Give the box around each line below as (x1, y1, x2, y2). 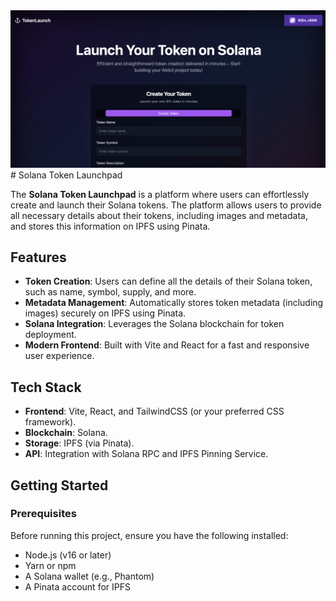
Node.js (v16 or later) (24, 549, 112, 561)
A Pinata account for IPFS (24, 580, 131, 593)
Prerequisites (10, 507, 77, 521)
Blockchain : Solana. (24, 427, 108, 439)
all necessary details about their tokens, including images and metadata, (10, 209, 308, 221)
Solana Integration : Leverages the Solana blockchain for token (24, 318, 285, 330)
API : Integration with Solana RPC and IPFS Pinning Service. (24, 448, 269, 460)
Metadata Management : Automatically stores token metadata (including (24, 297, 324, 309)
